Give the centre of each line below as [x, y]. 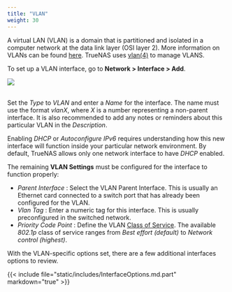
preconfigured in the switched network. [74, 217]
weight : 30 [23, 20]
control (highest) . [42, 240]
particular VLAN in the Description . [57, 125]
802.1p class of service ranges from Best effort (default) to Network [115, 232]
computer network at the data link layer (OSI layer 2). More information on [114, 48]
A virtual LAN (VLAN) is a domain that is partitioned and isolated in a [106, 40]
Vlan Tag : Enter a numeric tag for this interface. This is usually [108, 210]
